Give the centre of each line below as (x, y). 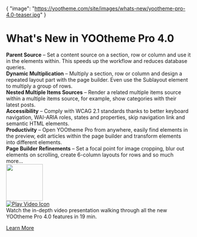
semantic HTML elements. (38, 123)
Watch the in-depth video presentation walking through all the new (86, 210)
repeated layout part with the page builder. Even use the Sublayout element (97, 79)
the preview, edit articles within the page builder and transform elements (94, 136)
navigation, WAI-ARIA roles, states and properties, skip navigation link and (96, 117)
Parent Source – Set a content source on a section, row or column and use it (98, 55)
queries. (16, 67)
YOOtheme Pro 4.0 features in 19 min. (52, 216)
